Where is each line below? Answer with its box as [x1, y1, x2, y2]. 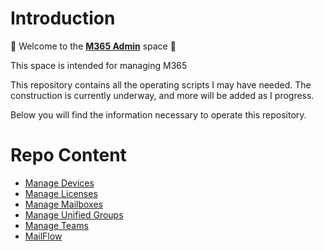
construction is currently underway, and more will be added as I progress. [10, 89, 315, 101]
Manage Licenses [24, 187, 98, 199]
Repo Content [10, 144, 127, 167]
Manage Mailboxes [24, 198, 103, 210]
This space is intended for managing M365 [10, 59, 188, 71]
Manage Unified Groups [24, 208, 124, 221]
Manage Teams [24, 219, 89, 231]
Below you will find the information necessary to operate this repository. [10, 108, 307, 121]
